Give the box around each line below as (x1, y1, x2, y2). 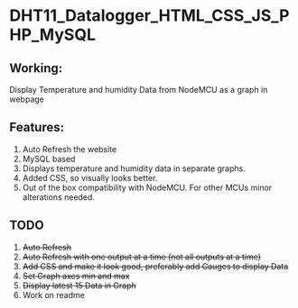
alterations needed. (22, 191, 95, 203)
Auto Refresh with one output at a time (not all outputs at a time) (22, 251, 262, 262)
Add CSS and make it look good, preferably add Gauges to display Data (22, 260, 289, 271)
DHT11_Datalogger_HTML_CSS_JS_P (9, 5, 290, 26)
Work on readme (22, 289, 86, 300)
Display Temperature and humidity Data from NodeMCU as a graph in (9, 85, 268, 95)
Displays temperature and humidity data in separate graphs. (22, 163, 246, 174)
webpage (9, 94, 45, 104)
